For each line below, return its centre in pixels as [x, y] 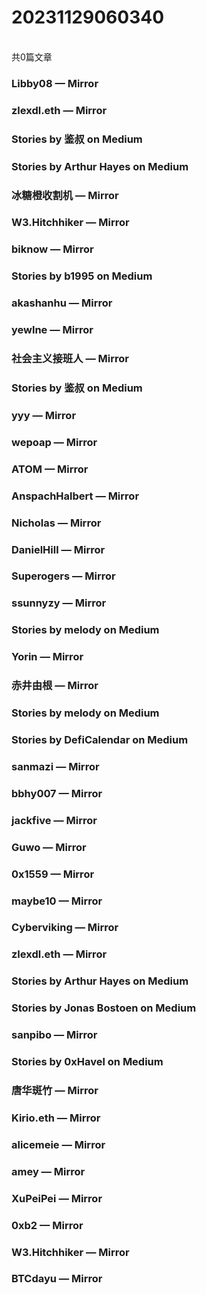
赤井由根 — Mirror [55, 686]
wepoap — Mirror [54, 442]
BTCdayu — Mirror [57, 1279]
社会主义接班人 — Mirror [70, 359]
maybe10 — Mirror [57, 901]
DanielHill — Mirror [58, 549]
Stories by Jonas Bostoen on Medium [104, 1008]
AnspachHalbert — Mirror [75, 496]
